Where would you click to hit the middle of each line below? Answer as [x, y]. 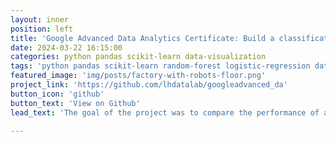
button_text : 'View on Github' [75, 103]
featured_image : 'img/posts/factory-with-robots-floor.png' [138, 76]
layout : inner [40, 19]
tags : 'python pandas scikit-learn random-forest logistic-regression [160, 66]
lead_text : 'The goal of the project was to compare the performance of [165, 112]
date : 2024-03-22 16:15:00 [66, 47]
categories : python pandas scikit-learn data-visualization [138, 57]
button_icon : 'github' [57, 94]
